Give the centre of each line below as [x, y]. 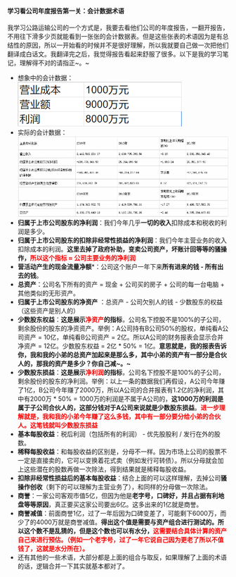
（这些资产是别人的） [48, 311]
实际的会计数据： [42, 132]
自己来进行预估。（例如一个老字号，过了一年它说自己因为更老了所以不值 [120, 540]
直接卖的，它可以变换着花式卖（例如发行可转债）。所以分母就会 [127, 460]
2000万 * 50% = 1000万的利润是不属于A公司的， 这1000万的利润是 [126, 399]
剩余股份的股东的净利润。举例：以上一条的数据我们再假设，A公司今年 [118, 381]
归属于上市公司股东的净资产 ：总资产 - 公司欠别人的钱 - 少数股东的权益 [120, 302]
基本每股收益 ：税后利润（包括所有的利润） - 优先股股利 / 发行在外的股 [119, 434]
